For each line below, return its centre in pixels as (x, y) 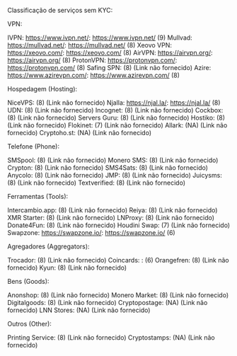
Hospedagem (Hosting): (42, 89)
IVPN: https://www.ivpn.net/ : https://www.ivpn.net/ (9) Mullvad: (100, 38)
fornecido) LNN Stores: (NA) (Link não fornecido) (79, 310)
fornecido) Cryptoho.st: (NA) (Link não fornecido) (80, 133)
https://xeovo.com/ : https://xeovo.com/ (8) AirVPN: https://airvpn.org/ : (110, 53)
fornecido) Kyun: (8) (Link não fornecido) (67, 268)
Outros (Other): (29, 324)
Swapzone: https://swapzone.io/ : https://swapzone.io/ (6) (91, 232)
